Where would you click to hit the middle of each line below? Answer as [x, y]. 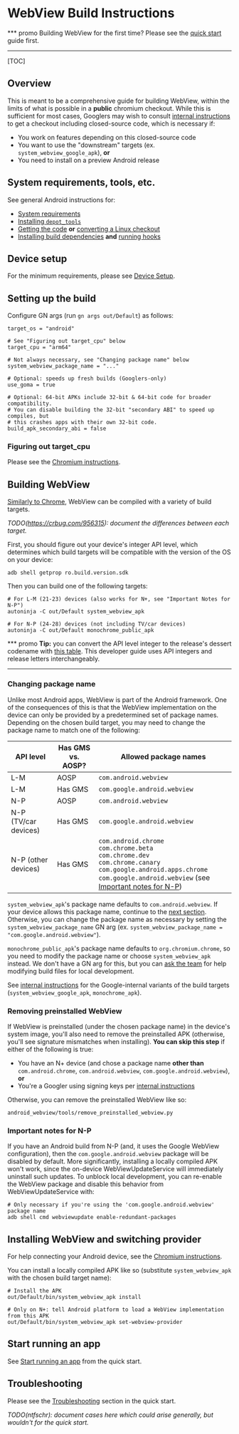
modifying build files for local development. [71, 971]
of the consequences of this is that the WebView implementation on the [112, 707]
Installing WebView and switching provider [104, 1239]
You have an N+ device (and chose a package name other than [111, 1063]
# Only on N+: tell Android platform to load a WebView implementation [116, 1310]
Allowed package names [163, 756]
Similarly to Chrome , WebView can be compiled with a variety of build [110, 502]
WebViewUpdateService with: [51, 1192]
